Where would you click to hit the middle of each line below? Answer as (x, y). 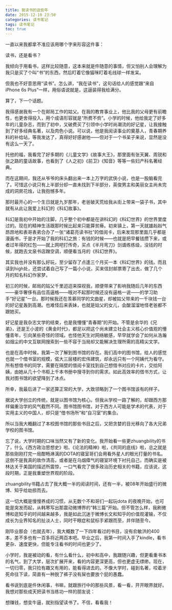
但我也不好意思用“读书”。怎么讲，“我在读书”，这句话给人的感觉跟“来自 (80, 84)
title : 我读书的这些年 (27, 10)
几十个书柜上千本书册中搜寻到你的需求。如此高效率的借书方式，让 (97, 372)
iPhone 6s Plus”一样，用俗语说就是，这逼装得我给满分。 (64, 90)
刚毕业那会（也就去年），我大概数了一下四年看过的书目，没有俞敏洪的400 (82, 532)
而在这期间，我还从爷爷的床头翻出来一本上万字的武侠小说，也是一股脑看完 (84, 178)
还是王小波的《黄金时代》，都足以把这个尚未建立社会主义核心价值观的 (89, 329)
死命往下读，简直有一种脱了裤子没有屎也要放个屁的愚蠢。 (66, 574)
